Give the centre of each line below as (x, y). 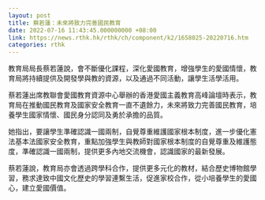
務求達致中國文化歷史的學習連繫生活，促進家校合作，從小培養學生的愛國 (139, 178)
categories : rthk (37, 45)
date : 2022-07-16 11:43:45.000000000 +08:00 (82, 30)
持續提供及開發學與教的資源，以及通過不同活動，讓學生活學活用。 (136, 78)
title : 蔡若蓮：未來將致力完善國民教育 (65, 23)
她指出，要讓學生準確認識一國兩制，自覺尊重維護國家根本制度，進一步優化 (129, 132)
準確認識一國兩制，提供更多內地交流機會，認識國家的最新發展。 (125, 152)
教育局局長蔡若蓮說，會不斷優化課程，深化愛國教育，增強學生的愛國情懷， (129, 69)
